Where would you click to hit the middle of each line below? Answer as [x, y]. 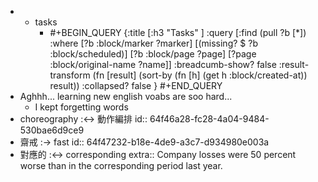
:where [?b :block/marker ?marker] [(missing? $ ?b [153, 43]
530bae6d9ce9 [52, 130]
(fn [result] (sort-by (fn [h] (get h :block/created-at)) [200, 75]
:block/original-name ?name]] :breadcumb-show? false [163, 64]
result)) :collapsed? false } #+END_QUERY [136, 85]
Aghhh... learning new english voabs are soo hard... [126, 96]
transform [70, 75]
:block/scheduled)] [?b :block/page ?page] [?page [153, 54]
